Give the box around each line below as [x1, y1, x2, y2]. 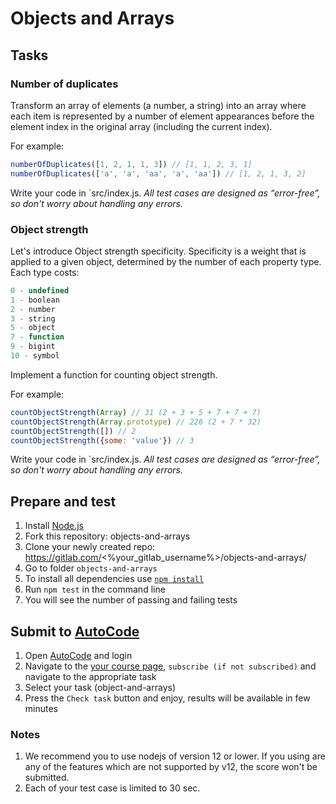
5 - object [10, 323, 56, 333]
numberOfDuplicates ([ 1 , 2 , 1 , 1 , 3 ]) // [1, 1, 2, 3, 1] [10, 159, 253, 169]
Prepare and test [10, 493, 117, 510]
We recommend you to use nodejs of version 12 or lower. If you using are [24, 750, 326, 762]
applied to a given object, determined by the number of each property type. [10, 255, 322, 267]
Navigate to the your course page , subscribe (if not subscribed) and [24, 660, 317, 672]
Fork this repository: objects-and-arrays [24, 530, 191, 542]
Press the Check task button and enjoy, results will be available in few [24, 692, 311, 704]
